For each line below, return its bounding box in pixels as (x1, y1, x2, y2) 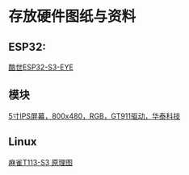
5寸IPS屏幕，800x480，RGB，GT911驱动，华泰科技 (8, 110, 181, 121)
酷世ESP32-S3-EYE (8, 62, 74, 72)
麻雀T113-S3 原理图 (8, 157, 73, 167)
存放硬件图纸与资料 (8, 7, 136, 26)
